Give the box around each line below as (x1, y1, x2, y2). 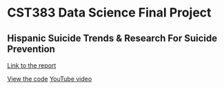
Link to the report (7, 61, 57, 70)
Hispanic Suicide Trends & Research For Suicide (7, 32, 218, 44)
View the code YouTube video (7, 75, 92, 83)
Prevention (7, 43, 55, 55)
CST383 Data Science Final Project (7, 5, 212, 21)
